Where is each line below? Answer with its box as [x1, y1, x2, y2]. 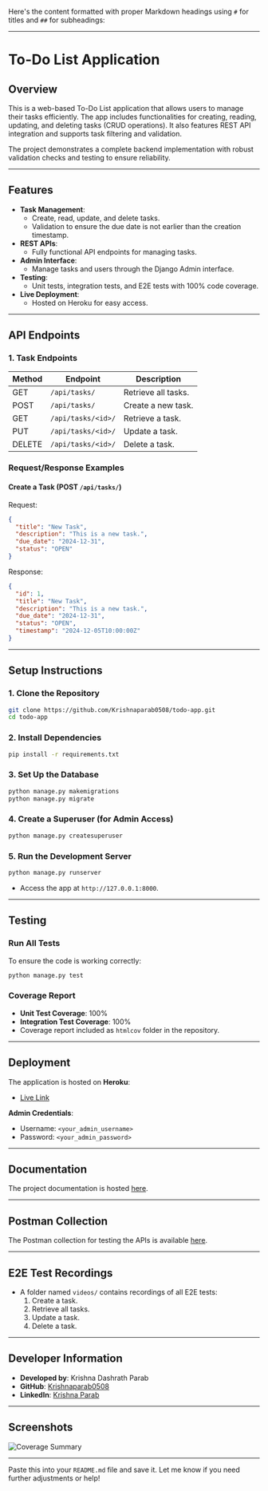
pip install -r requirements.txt [8, 750, 120, 758]
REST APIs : [19, 239, 58, 248]
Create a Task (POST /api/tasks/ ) [8, 482, 122, 492]
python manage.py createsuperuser [8, 832, 124, 840]
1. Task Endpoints [8, 353, 78, 364]
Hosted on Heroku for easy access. [31, 298, 148, 307]
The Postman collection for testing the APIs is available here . [8, 1236, 208, 1245]
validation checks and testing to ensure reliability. [8, 153, 171, 162]
